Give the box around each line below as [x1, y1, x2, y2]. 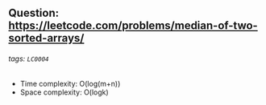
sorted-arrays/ [8, 31, 85, 45]
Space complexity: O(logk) [19, 87, 109, 97]
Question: [8, 6, 60, 20]
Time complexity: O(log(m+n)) [19, 79, 121, 88]
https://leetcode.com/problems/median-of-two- [8, 19, 258, 33]
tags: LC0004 [8, 54, 49, 63]
